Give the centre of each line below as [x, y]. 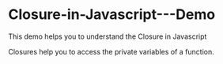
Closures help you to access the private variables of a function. [111, 51]
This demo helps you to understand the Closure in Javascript [108, 36]
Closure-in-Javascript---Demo [112, 15]
